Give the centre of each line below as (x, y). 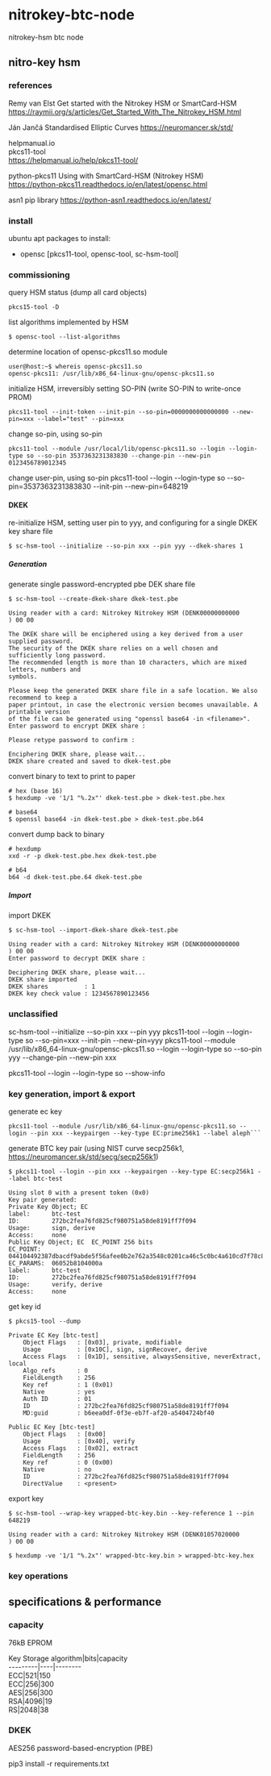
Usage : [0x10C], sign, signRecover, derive (115, 1349)
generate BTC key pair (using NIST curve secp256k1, (96, 1148)
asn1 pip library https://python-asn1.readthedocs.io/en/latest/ (110, 200)
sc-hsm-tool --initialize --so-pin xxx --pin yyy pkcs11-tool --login (117, 1032)
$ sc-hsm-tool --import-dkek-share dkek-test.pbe (94, 930)
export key (26, 1499)
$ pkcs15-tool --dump (45, 1321)
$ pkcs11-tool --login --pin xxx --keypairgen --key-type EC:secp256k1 (131, 1171)
